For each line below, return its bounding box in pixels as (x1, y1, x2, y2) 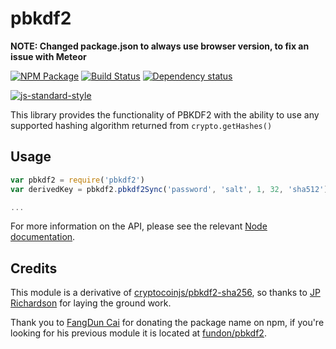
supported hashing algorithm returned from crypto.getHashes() (10, 119, 273, 131)
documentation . (10, 231, 76, 243)
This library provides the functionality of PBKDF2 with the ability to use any (10, 108, 320, 121)
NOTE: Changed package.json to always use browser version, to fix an (10, 40, 310, 52)
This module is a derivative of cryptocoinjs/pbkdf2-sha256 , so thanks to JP (10, 287, 321, 299)
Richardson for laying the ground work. (10, 297, 172, 309)
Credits (10, 260, 58, 277)
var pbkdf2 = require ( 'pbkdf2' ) (10, 175, 145, 185)
